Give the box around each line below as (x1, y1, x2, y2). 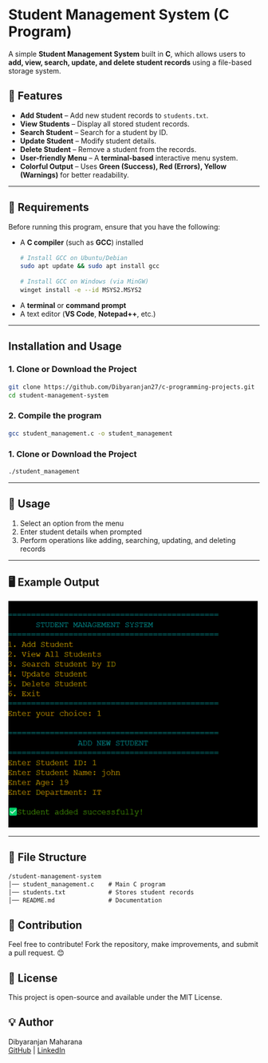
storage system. (8, 66, 61, 75)
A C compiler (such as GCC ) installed (19, 238, 144, 247)
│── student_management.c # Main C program (8, 881, 166, 889)
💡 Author (8, 1016, 54, 1029)
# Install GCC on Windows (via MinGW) (19, 278, 149, 286)
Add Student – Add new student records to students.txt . (19, 110, 209, 120)
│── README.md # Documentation (8, 897, 162, 905)
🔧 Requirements (8, 201, 89, 214)
